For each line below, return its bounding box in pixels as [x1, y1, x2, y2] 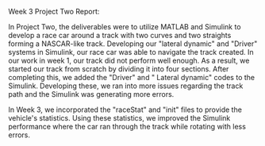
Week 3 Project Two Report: [8, 7, 100, 16]
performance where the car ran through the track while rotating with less [8, 122, 246, 131]
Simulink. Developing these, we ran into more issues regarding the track [8, 81, 244, 90]
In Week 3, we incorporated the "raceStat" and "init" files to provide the [8, 105, 242, 114]
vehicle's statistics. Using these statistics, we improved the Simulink [8, 113, 231, 122]
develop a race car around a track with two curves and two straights [8, 31, 232, 40]
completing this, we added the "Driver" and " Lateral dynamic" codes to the [8, 73, 255, 82]
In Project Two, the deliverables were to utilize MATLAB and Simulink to [8, 22, 241, 31]
